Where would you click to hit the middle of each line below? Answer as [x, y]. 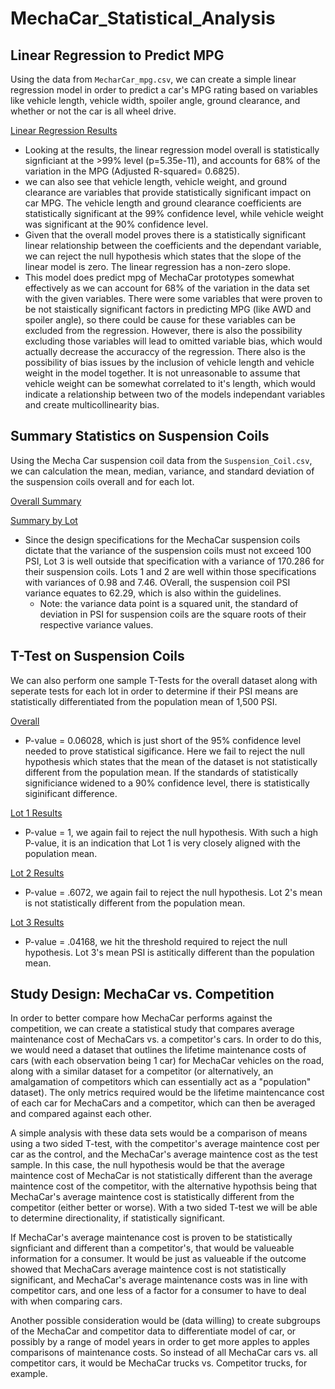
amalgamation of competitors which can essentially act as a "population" [161, 1082]
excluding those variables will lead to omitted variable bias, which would [173, 341]
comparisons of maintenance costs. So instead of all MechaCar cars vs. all [164, 1353]
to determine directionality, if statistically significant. [118, 1218]
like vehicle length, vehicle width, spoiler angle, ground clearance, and [155, 100]
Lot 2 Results [37, 873]
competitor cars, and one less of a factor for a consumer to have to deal [158, 1291]
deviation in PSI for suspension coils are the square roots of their [173, 614]
